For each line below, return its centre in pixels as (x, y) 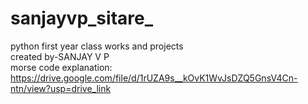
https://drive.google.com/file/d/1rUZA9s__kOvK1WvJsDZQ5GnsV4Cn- (154, 78)
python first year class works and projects (97, 46)
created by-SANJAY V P (60, 56)
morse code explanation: (61, 67)
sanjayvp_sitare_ (82, 18)
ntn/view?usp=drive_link (61, 88)
